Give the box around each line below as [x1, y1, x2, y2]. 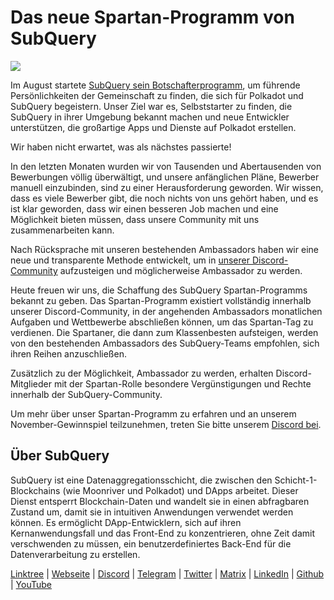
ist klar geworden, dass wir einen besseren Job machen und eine [10, 202, 279, 215]
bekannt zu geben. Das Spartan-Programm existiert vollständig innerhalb [10, 294, 312, 306]
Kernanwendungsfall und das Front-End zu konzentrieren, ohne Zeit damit [10, 527, 316, 539]
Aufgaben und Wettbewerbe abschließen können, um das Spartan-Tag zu [10, 316, 314, 328]
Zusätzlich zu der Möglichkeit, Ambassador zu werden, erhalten [10, 367, 274, 379]
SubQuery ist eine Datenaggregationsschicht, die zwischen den [10, 474, 273, 486]
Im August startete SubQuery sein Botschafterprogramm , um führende [10, 79, 301, 91]
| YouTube [10, 578, 53, 590]
